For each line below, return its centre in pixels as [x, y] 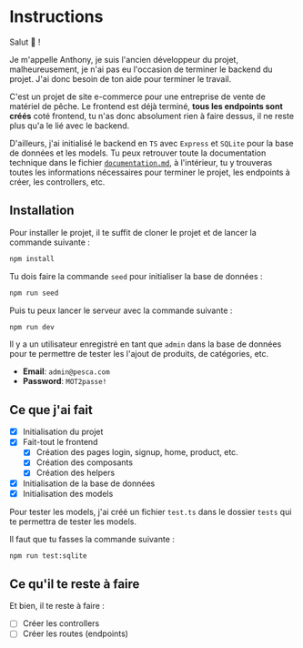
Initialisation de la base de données [89, 483]
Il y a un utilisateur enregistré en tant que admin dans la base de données [146, 344]
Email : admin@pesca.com [66, 371]
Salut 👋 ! [25, 42]
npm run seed [34, 293]
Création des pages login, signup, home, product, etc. [137, 452]
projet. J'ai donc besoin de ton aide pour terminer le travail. [121, 78]
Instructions [56, 17]
